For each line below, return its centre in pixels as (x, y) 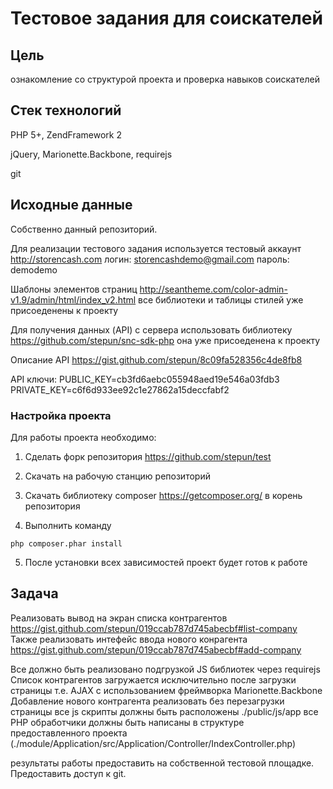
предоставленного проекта (69, 733)
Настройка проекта (61, 415)
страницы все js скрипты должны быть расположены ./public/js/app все (164, 711)
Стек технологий (66, 110)
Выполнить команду (68, 525)
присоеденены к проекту (64, 310)
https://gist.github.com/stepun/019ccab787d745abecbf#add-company (156, 649)
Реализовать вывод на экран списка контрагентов (119, 618)
